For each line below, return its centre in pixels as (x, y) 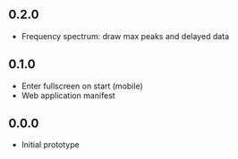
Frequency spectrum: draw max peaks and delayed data (125, 36)
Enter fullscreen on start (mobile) (82, 86)
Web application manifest (68, 95)
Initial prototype (50, 145)
